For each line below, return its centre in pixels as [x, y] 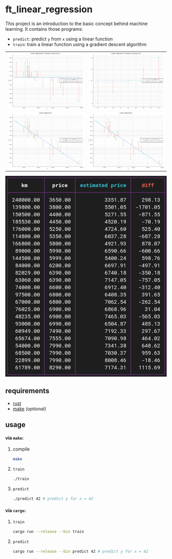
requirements [27, 391]
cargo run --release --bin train [48, 532]
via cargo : [16, 510]
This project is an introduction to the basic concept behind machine [77, 24]
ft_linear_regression [49, 9]
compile [21, 449]
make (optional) [29, 409]
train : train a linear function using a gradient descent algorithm [80, 44]
